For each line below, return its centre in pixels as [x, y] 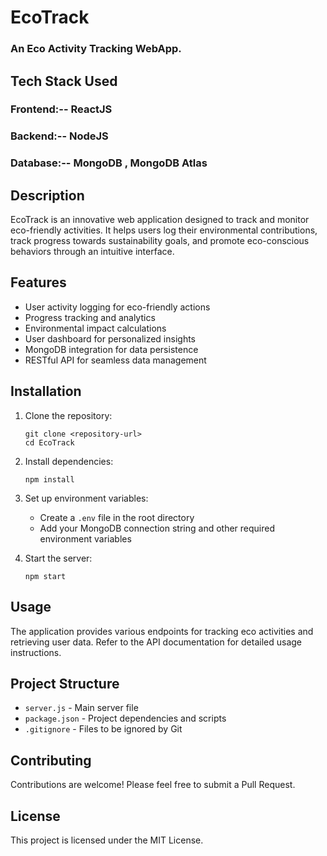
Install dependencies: [69, 461]
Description [47, 195]
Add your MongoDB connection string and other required [157, 528]
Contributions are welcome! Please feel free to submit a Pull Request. [153, 785]
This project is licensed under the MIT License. [107, 840]
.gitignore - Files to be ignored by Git [103, 729]
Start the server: [58, 558]
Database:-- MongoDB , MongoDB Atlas [109, 163]
